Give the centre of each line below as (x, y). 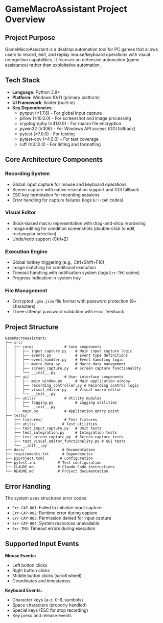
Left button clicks (30, 565)
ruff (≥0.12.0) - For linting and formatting (60, 144)
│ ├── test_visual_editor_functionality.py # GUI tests (65, 441)
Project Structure (32, 327)
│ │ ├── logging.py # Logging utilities (61, 403)
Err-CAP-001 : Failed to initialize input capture (57, 508)
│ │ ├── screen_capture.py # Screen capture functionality (73, 369)
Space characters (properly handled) (49, 605)
